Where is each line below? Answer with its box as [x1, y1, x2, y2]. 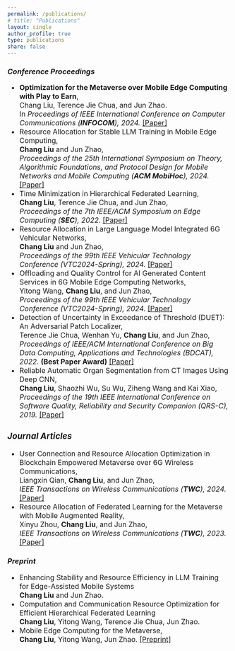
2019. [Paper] [19, 410, 65, 420]
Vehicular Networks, [19, 233, 87, 243]
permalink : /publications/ [7, 10, 87, 18]
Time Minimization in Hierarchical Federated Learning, [19, 189, 200, 199]
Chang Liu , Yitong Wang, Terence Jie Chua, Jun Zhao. [19, 616, 200, 626]
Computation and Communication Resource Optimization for [19, 599, 220, 609]
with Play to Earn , [19, 91, 79, 101]
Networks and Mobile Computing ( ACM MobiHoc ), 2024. [19, 171, 210, 181]
